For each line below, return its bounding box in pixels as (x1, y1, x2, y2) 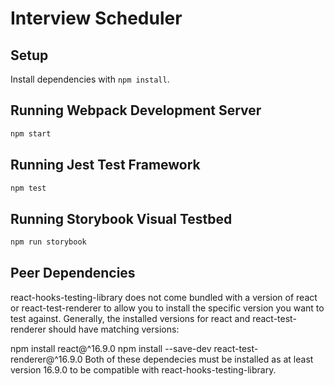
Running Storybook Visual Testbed (10, 210, 233, 227)
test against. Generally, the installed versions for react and (10, 312, 251, 324)
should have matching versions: (48, 323, 180, 335)
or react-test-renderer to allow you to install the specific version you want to (10, 302, 325, 314)
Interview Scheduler (10, 7, 183, 30)
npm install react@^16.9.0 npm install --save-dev (10, 342, 212, 354)
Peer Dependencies (10, 265, 136, 282)
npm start (10, 128, 52, 139)
